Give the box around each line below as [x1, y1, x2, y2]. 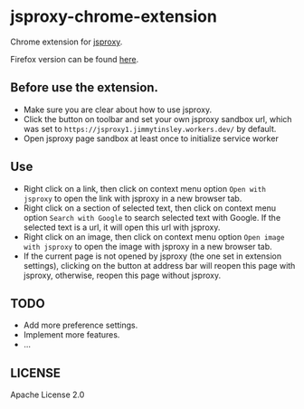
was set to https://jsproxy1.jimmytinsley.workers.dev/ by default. [23, 123, 277, 134]
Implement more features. [23, 329, 120, 340]
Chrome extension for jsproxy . [10, 36, 123, 47]
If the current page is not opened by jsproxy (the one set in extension [23, 251, 282, 262]
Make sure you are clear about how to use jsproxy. [23, 104, 212, 115]
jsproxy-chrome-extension [10, 6, 218, 27]
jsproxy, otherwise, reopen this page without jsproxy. [23, 270, 221, 281]
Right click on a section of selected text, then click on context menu [23, 202, 277, 214]
